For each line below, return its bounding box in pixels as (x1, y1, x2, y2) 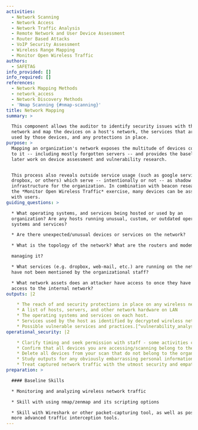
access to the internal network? (11, 285, 94, 291)
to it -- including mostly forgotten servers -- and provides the (11, 151, 178, 157)
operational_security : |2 (6, 329, 70, 335)
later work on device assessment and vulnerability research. (11, 156, 167, 162)
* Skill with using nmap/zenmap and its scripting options (11, 399, 160, 405)
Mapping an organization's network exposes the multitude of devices (11, 145, 186, 151)
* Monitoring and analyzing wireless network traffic (11, 388, 146, 394)
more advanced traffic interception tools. (11, 415, 120, 421)
